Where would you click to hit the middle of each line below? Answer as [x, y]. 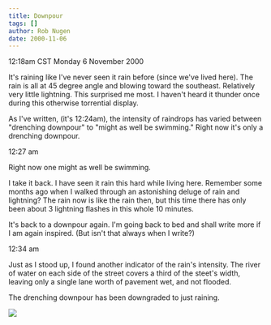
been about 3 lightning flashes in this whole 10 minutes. [101, 209]
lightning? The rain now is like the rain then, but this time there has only [127, 200]
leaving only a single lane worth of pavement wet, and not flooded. [120, 282]
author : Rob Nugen [39, 31]
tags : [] [23, 24]
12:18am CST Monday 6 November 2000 [76, 62]
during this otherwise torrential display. [74, 103]
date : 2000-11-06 [38, 38]
